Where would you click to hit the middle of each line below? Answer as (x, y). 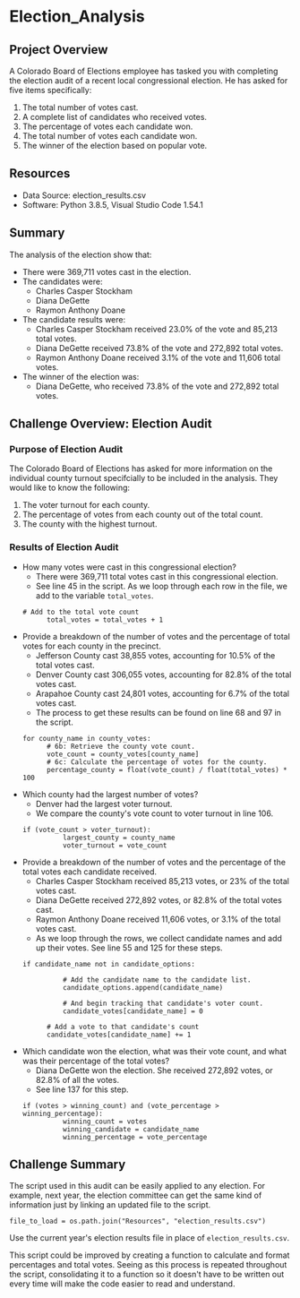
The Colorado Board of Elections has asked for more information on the (141, 468)
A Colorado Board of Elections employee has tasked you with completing (144, 71)
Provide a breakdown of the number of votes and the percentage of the (154, 862)
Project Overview (59, 50)
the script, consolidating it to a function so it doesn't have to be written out (147, 1275)
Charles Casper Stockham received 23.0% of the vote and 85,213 (156, 329)
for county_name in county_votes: (86, 738)
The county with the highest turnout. (90, 524)
